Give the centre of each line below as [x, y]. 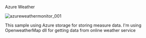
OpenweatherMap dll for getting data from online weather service [70, 30]
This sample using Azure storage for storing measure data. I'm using [73, 25]
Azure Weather [20, 7]
